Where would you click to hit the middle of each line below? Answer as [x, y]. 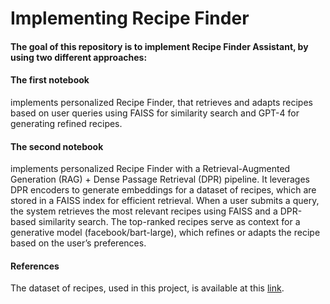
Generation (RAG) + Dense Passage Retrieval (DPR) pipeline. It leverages [160, 179]
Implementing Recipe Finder [130, 18]
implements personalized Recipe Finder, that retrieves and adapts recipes [161, 102]
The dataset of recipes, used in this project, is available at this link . [147, 288]
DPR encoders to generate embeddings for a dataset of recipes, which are [163, 190]
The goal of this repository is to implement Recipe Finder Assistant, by [159, 46]
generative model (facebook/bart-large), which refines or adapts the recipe [165, 233]
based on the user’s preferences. [78, 243]
